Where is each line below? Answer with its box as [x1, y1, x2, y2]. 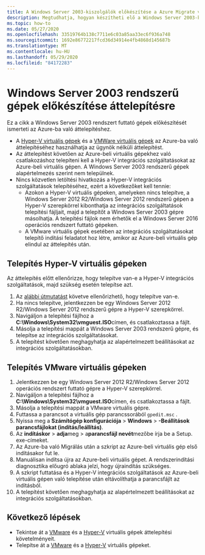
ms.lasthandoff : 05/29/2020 [7, 54, 78, 60]
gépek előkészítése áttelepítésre [7, 99, 176, 113]
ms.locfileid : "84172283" [7, 60, 72, 66]
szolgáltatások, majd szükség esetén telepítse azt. [7, 281, 133, 288]
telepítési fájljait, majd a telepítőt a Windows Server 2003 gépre [24, 208, 184, 216]
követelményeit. [15, 535, 56, 542]
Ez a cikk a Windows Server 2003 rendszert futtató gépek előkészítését [7, 119, 187, 127]
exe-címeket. [15, 436, 49, 444]
